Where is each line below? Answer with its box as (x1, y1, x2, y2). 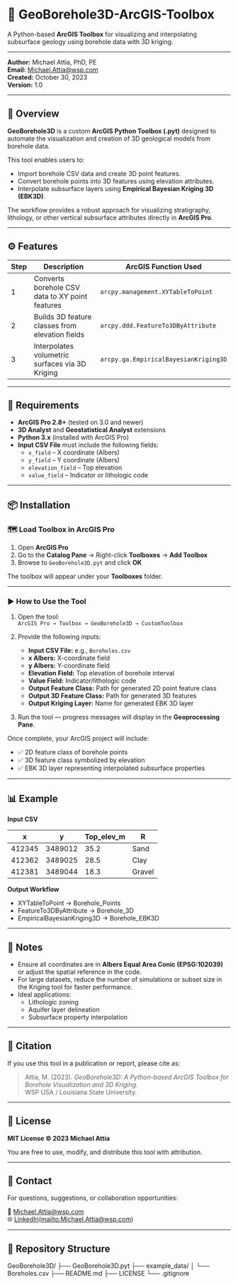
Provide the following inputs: (17, 632, 101, 641)
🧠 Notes (7, 941, 43, 953)
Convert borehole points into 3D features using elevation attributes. (17, 177, 215, 185)
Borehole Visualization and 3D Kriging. (24, 1080, 138, 1089)
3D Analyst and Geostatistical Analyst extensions (17, 425, 166, 434)
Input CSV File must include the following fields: (17, 440, 159, 450)
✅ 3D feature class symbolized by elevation (17, 756, 145, 764)
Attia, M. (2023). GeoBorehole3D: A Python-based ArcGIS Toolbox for (24, 1073, 229, 1081)
